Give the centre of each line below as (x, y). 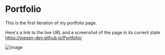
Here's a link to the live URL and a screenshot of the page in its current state (83, 32)
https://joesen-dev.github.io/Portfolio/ (44, 38)
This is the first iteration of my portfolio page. (51, 23)
